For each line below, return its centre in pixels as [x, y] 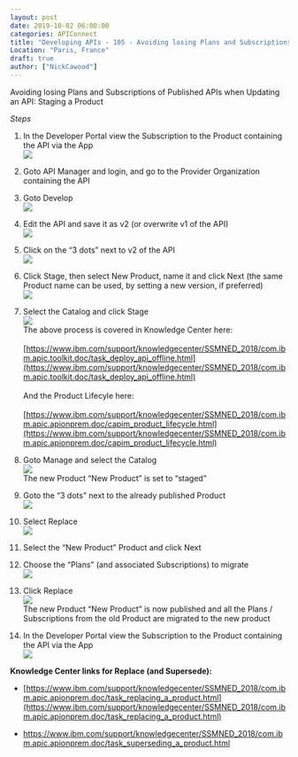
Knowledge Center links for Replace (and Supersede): [111, 671]
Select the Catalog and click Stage [86, 311]
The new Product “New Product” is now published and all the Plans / [148, 609]
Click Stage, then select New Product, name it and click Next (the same [153, 276]
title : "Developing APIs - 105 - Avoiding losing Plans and [123, 42]
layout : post [34, 17]
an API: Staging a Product [57, 101]
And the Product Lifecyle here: [79, 395]
